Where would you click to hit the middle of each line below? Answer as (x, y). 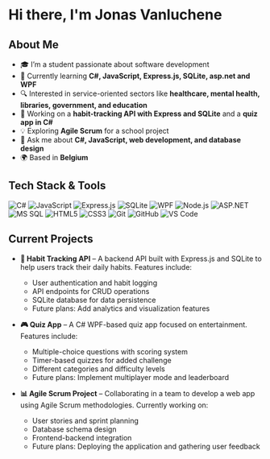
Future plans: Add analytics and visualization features (121, 308)
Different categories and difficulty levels (98, 369)
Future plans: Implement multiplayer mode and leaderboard (131, 377)
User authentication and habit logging (95, 283)
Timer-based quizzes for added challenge (102, 360)
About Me (33, 45)
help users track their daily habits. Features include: (106, 267)
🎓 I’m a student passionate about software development (114, 64)
